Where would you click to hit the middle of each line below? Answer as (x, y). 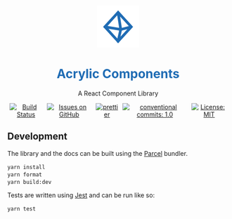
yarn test (22, 209)
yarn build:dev (30, 182)
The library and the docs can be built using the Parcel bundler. (98, 153)
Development (38, 137)
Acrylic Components (118, 74)
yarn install (26, 167)
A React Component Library (118, 93)
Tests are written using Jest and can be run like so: (81, 195)
